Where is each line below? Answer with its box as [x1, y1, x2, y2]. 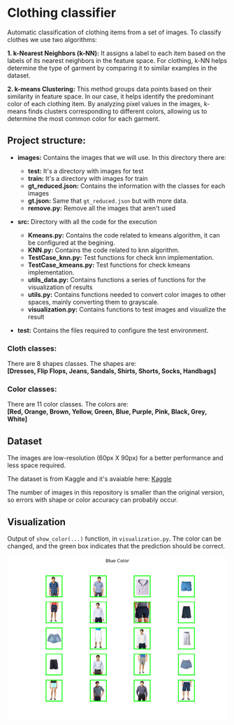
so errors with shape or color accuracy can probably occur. [7, 496, 178, 504]
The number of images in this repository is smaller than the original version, [7, 488, 225, 497]
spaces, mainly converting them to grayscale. [27, 298, 159, 306]
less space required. [7, 461, 66, 469]
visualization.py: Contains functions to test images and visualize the [27, 305, 226, 314]
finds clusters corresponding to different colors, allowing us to [28, 107, 207, 115]
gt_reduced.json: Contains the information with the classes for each [27, 182, 226, 190]
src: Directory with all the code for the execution [17, 217, 157, 226]
